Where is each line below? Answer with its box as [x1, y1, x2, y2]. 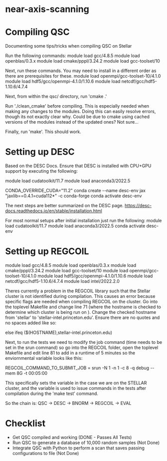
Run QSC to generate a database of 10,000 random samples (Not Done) [12, 439, 160, 445]
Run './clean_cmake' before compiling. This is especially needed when [5, 103, 150, 109]
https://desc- [124, 203, 152, 209]
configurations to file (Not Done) [12, 450, 79, 456]
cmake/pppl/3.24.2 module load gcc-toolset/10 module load [5, 268, 129, 273]
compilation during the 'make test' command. [5, 390, 99, 396]
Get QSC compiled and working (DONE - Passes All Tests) [12, 434, 132, 440]
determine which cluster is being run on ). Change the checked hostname [5, 309, 157, 315]
